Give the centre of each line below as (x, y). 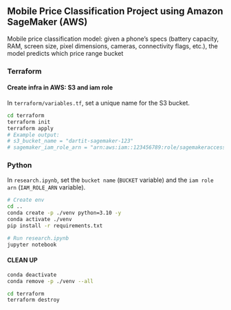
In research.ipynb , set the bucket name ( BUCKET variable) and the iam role (111, 180)
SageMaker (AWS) (47, 22)
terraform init (29, 122)
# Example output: (33, 135)
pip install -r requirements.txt (55, 226)
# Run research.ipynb (38, 238)
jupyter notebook (32, 245)
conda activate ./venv (40, 220)
